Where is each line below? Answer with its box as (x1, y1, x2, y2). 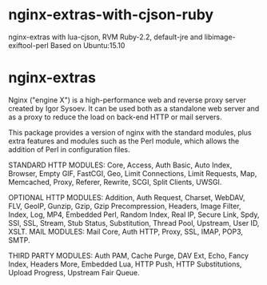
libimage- (204, 32, 236, 42)
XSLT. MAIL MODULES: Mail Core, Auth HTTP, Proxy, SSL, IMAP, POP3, (8, 227, 244, 236)
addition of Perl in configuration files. (8, 144, 130, 154)
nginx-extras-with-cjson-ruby (8, 6, 214, 24)
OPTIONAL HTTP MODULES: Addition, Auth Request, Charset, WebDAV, (8, 192, 245, 202)
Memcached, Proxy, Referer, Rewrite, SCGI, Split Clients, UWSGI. (8, 177, 222, 187)
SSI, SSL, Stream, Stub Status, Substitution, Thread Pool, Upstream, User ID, (8, 218, 260, 227)
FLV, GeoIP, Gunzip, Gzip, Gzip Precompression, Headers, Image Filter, (8, 201, 241, 211)
